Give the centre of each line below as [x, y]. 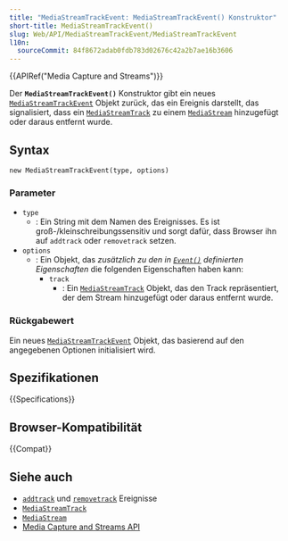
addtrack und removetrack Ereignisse [90, 498]
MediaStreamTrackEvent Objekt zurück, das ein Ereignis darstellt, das [134, 103]
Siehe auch [41, 477]
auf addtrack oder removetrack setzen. [106, 241]
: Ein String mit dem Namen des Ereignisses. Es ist [128, 222]
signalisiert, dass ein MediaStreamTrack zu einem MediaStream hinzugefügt [144, 112]
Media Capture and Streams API [81, 527]
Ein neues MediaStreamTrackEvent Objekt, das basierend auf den [127, 340]
